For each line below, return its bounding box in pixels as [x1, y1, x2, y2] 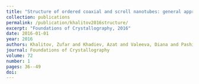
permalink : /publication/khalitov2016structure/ [6, 20, 129, 25]
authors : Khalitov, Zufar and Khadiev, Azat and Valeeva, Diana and [6, 42, 179, 48]
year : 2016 [6, 36, 33, 42]
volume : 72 [6, 53, 33, 59]
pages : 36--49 [6, 63, 41, 70]
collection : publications [6, 14, 70, 20]
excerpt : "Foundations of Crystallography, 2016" [6, 25, 131, 31]
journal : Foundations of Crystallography [6, 47, 110, 53]
